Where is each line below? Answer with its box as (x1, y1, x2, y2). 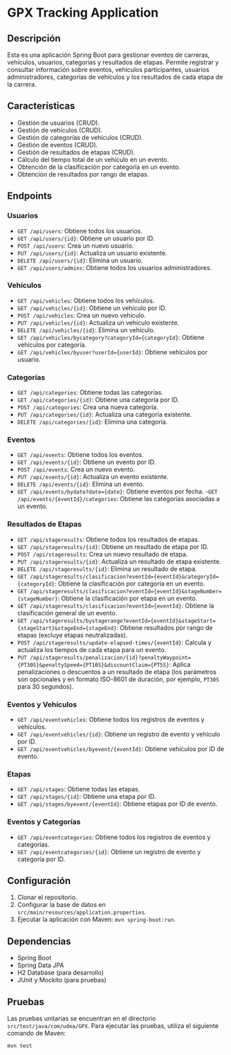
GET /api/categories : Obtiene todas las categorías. (17, 388, 164, 397)
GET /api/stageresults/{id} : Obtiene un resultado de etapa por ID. (17, 542, 209, 551)
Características (7, 100, 75, 112)
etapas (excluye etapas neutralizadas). (17, 631, 128, 639)
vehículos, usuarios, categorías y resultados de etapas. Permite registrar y (7, 58, 219, 66)
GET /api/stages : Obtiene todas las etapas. (17, 785, 140, 793)
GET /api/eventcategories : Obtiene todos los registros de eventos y (17, 833, 211, 841)
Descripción (7, 33, 61, 44)
